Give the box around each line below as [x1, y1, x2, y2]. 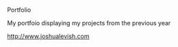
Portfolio [7, 6, 31, 14]
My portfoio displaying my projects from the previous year [7, 19, 171, 27]
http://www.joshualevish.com [7, 32, 90, 40]
